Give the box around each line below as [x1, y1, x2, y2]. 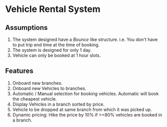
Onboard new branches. [12, 80, 62, 86]
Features [5, 67, 33, 75]
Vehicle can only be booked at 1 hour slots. [12, 52, 101, 58]
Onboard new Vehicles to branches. [12, 85, 86, 91]
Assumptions [5, 23, 48, 32]
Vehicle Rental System [5, 3, 101, 15]
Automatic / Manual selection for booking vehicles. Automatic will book [12, 91, 159, 97]
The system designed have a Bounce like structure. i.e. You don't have [12, 36, 158, 42]
